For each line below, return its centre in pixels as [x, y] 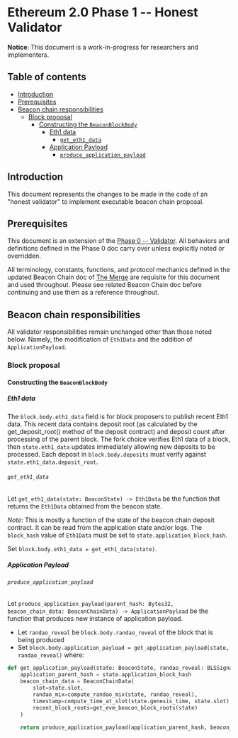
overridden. [24, 256]
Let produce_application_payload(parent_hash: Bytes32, [91, 604]
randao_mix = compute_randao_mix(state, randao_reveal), [115, 694]
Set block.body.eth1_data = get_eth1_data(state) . [82, 548]
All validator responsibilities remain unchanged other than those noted [110, 332]
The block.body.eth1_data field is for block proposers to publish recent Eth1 [118, 416]
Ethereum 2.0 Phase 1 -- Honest [103, 12]
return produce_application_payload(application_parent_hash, [114, 728]
